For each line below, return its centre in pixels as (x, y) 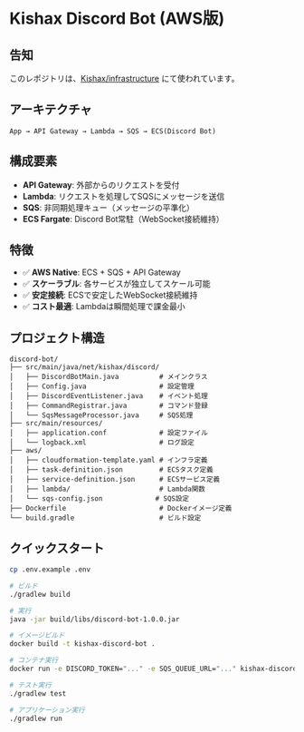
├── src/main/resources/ (56, 424)
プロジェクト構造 (57, 338)
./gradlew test (38, 693)
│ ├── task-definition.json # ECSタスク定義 (112, 470)
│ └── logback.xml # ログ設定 (102, 443)
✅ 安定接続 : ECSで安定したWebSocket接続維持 (110, 295)
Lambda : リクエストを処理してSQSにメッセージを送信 (123, 196)
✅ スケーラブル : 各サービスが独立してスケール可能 (116, 284)
